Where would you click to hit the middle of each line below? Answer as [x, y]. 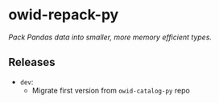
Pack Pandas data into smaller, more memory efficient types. [110, 37]
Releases [32, 62]
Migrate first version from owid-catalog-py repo [111, 90]
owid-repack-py [64, 15]
